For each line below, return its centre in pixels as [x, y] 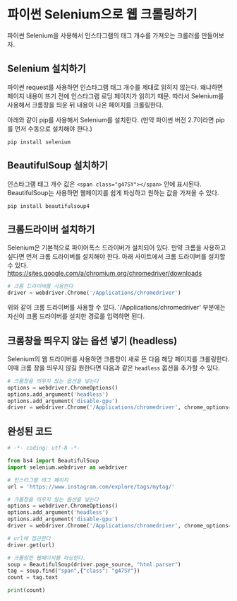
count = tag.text [33, 578]
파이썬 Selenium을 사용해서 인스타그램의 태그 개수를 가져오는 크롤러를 [104, 35]
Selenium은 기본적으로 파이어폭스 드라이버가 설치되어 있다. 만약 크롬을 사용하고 [117, 247]
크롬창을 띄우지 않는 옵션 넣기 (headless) [92, 340]
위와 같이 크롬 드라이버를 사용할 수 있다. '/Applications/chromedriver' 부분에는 [116, 308]
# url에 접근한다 [29, 538]
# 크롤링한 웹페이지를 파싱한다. [47, 558]
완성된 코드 [30, 431]
